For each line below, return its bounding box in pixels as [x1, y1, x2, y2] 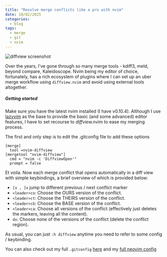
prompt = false [9, 160, 41, 166]
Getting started [5, 96, 38, 102]
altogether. [5, 84, 27, 90]
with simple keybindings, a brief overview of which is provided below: [5, 175, 149, 181]
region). [12, 221, 29, 227]
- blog [9, 21, 23, 26]
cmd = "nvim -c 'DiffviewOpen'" [9, 156, 77, 161]
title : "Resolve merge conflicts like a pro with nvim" [5, 7, 124, 12]
